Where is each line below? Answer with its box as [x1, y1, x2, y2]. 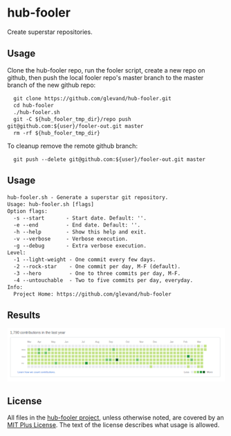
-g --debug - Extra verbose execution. [13, 242, 147, 249]
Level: [7, 249, 26, 256]
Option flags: [7, 207, 48, 215]
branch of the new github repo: [7, 81, 96, 89]
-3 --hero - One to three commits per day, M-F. [13, 269, 181, 277]
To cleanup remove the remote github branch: [7, 142, 138, 150]
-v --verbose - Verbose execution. [13, 235, 129, 243]
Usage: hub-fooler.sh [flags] [7, 200, 95, 208]
